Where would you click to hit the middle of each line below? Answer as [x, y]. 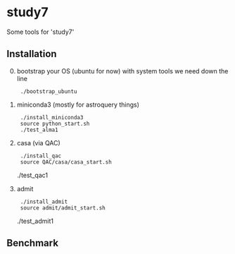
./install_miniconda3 [52, 117]
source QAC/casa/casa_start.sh [66, 162]
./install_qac [41, 156]
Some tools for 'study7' [40, 32]
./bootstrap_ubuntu [49, 91]
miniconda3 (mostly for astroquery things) [78, 104]
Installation [32, 54]
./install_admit [44, 202]
